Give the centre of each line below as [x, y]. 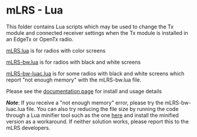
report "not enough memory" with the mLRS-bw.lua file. [74, 80]
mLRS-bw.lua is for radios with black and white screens [73, 62]
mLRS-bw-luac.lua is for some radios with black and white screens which [95, 73]
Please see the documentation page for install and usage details [84, 91]
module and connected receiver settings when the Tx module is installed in [97, 32]
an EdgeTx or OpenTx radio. [40, 39]
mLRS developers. [28, 128]
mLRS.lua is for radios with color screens [56, 50]
